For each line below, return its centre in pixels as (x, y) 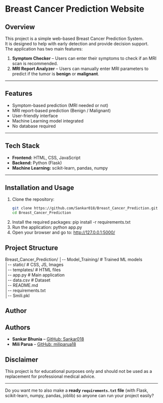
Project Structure (32, 248)
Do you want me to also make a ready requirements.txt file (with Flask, (77, 390)
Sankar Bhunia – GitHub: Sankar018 (48, 339)
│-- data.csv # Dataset (28, 280)
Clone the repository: (33, 199)
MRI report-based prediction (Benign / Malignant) (61, 110)
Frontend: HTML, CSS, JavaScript (46, 158)
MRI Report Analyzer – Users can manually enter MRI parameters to (80, 69)
